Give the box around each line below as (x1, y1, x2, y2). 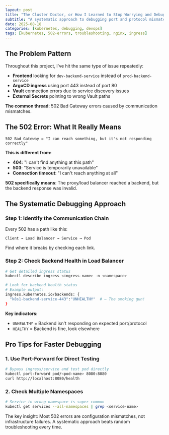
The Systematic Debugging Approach (5, 200, 126, 208)
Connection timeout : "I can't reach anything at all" (12, 170, 118, 176)
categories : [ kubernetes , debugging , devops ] (5, 26, 102, 31)
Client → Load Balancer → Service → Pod (5, 236, 92, 241)
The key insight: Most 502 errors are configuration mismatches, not (5, 413, 145, 419)
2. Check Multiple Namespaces (5, 388, 83, 395)
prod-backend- (122, 74, 152, 79)
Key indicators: (5, 310, 38, 317)
